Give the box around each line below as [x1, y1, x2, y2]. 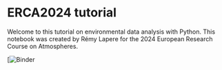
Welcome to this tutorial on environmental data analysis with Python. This [7, 27, 216, 36]
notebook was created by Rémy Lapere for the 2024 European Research [7, 34, 213, 43]
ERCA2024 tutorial [7, 5, 117, 21]
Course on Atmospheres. [7, 42, 78, 50]
